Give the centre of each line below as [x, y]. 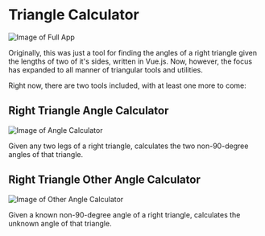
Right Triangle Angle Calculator [89, 111]
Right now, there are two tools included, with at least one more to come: [128, 85]
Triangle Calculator [74, 15]
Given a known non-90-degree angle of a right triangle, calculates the [124, 214]
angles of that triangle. [46, 154]
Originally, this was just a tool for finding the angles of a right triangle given [133, 52]
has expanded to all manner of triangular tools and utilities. [106, 69]
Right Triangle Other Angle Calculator [105, 180]
